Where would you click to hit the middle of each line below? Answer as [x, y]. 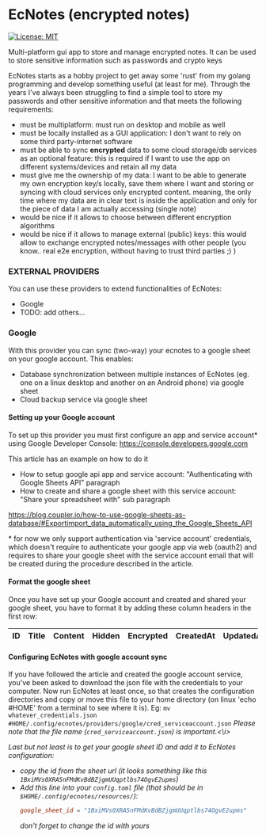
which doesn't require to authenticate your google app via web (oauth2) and [133, 547]
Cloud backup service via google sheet [84, 399]
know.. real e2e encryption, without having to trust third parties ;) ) [128, 250]
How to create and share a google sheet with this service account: [128, 491]
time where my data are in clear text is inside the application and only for [138, 200]
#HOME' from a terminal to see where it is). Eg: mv [89, 708]
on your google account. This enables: [71, 359]
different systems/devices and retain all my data [98, 166]
